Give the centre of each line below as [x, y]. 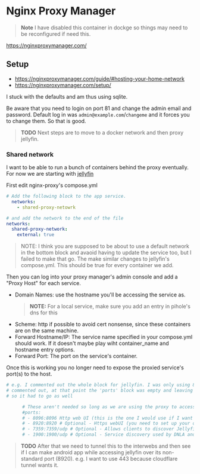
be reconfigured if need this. [56, 33]
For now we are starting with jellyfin [50, 174]
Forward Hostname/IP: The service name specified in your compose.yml [104, 337]
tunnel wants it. [40, 465]
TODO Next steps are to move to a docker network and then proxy [102, 132]
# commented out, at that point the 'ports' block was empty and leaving [100, 391]
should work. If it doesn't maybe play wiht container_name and [92, 343]
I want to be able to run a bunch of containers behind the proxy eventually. [98, 167]
